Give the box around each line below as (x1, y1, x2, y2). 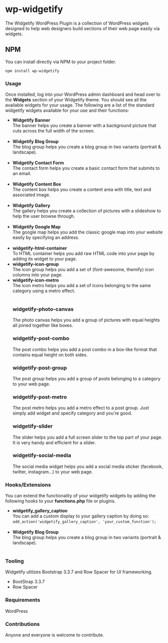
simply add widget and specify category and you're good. (12, 410, 132, 416)
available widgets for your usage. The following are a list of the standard (5, 102, 154, 108)
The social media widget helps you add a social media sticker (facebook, (12, 463, 163, 469)
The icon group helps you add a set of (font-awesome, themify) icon (12, 267, 154, 273)
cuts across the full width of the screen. (12, 128, 95, 134)
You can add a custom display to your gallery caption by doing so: (12, 513, 149, 519)
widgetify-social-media (12, 452, 72, 459)
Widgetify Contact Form (12, 160, 64, 166)
